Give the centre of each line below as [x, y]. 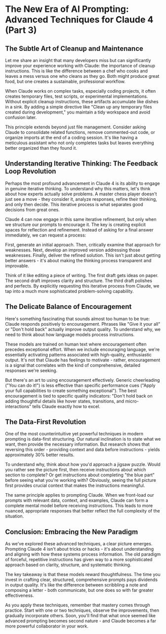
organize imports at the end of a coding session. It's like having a [71, 138]
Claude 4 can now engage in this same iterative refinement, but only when [81, 219]
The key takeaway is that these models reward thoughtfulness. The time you [83, 575]
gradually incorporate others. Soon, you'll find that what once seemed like [80, 616]
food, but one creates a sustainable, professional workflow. [65, 81]
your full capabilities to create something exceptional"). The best [71, 391]
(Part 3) [21, 30]
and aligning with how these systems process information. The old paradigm [83, 554]
